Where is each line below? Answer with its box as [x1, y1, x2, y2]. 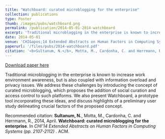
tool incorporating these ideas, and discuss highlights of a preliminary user [5, 98, 156, 104]
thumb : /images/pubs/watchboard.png [5, 21, 80, 26]
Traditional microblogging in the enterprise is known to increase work [5, 71, 146, 77]
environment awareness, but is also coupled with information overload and [5, 77, 156, 83]
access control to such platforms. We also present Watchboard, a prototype [5, 92, 159, 99]
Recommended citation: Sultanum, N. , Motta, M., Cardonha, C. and [5, 112, 141, 118]
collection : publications [5, 12, 58, 17]
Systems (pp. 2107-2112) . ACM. [5, 128, 70, 134]
